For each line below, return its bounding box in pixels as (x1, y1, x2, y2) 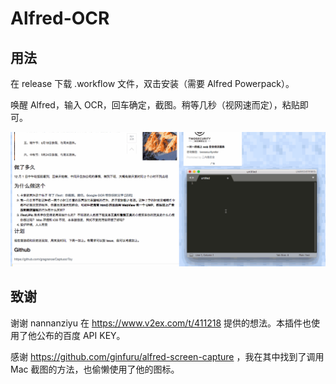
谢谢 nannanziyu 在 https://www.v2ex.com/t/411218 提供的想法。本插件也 (10, 317, 312, 329)
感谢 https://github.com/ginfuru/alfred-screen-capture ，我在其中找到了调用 (10, 350, 325, 362)
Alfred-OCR (10, 7, 110, 30)
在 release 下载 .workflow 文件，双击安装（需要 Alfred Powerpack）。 (10, 78, 295, 89)
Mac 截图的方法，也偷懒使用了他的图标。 (10, 363, 180, 375)
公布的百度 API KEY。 (36, 329, 126, 341)
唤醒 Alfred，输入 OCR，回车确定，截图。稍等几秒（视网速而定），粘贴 (10, 99, 300, 111)
